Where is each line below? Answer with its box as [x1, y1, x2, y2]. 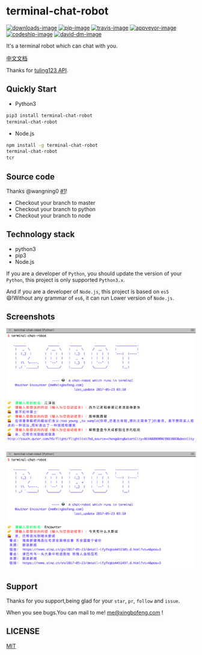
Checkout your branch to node [14, 212, 91, 219]
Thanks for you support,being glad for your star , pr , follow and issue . [6, 597, 180, 604]
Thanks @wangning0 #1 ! [6, 187, 68, 194]
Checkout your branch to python [14, 205, 96, 213]
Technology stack [6, 229, 75, 240]
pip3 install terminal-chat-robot [6, 113, 93, 119]
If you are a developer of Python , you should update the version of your [6, 270, 182, 277]
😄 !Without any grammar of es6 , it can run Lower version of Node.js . [6, 294, 174, 302]
